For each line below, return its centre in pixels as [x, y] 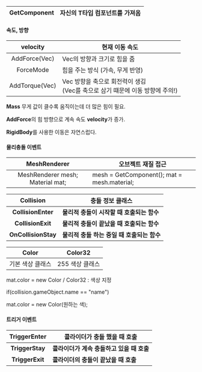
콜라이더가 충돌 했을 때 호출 [101, 336]
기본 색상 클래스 [30, 264]
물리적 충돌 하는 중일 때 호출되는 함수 [112, 235]
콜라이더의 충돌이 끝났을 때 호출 [94, 359]
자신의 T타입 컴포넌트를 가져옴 [100, 13]
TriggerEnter [28, 336]
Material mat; [48, 182]
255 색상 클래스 [78, 264]
